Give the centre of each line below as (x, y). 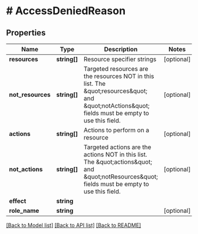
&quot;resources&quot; (115, 91)
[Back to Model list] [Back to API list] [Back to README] (74, 225)
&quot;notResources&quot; (121, 177)
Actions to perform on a (116, 130)
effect (18, 201)
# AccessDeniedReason (66, 11)
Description (121, 49)
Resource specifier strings (120, 59)
